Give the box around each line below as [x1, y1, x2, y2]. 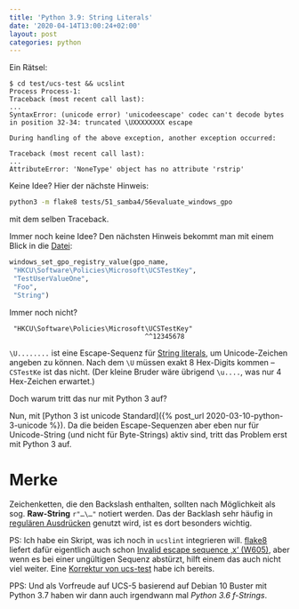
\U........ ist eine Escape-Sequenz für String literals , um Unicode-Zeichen [9, 348, 288, 358]
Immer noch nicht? [9, 307, 78, 317]
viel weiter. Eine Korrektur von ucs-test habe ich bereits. [9, 564, 215, 574]
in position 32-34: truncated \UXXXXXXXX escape [9, 118, 193, 127]
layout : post [9, 29, 58, 38]
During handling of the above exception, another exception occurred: [9, 134, 277, 143]
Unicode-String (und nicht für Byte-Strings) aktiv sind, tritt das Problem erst [9, 429, 287, 440]
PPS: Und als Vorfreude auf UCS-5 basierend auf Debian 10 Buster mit [9, 581, 267, 591]
